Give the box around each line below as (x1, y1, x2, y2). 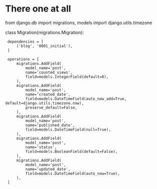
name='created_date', (25, 91, 71, 97)
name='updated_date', (25, 166, 71, 171)
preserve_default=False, (25, 105, 78, 110)
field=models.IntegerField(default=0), (25, 74, 109, 79)
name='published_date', (25, 123, 75, 128)
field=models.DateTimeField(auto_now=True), (25, 171, 120, 176)
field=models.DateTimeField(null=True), (25, 127, 111, 132)
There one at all (5, 3, 71, 15)
